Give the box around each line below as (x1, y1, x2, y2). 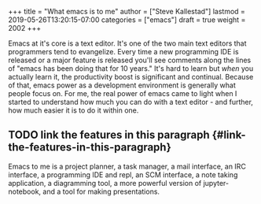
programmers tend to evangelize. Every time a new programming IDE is (8, 47, 239, 56)
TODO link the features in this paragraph (8, 128, 210, 142)
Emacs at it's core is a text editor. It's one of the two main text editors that (8, 39, 247, 48)
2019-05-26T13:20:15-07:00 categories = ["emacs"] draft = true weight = (8, 15, 246, 24)
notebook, (8, 187, 42, 196)
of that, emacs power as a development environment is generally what (8, 80, 236, 90)
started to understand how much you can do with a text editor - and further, (8, 98, 254, 106)
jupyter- (203, 178, 230, 187)
